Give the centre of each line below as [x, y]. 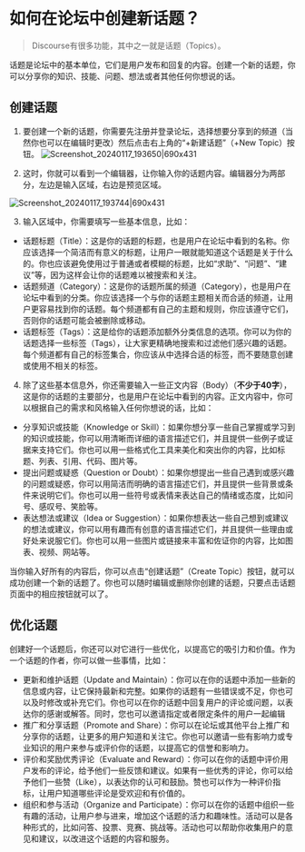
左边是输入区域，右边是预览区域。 [102, 184]
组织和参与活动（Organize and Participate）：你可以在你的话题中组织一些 [158, 804]
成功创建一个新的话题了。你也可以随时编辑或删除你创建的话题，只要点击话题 [152, 582]
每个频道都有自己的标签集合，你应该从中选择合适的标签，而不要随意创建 [157, 354]
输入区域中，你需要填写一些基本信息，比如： [106, 221]
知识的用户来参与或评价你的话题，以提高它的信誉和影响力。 [142, 748]
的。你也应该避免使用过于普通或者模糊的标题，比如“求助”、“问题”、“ [151, 263]
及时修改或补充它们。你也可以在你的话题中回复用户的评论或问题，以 [158, 702]
